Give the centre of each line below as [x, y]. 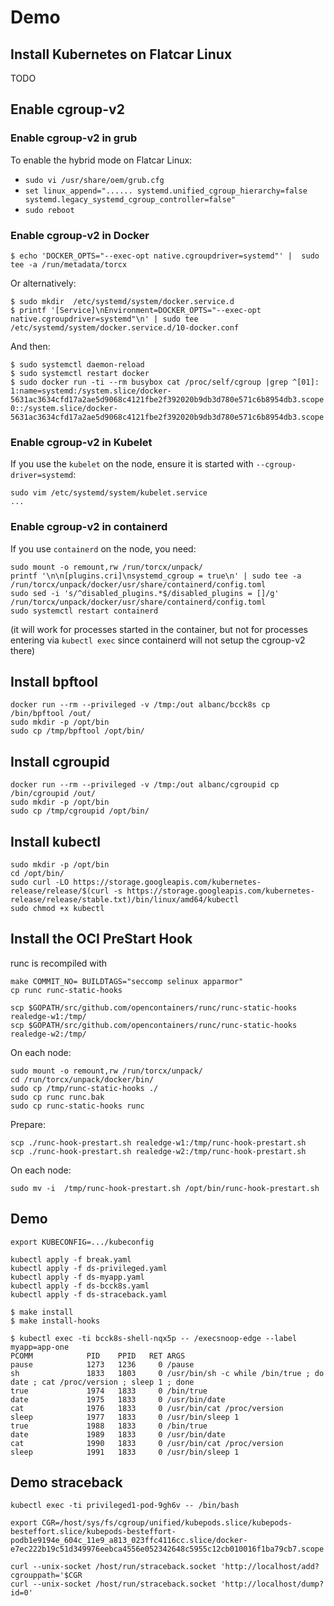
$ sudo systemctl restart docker [80, 373]
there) [23, 650]
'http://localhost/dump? [272, 1584]
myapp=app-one [40, 1347]
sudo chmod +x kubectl [57, 909]
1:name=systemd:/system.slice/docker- [91, 391]
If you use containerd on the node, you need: [103, 548]
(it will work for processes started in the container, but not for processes [159, 629]
